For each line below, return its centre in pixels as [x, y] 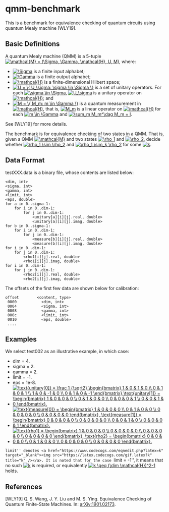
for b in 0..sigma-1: [28, 226]
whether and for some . [78, 144]
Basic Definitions [33, 44]
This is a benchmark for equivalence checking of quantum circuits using [80, 23]
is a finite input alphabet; [59, 71]
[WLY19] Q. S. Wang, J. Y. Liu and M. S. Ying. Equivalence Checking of [78, 499]
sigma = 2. [23, 367]
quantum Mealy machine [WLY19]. [41, 28]
